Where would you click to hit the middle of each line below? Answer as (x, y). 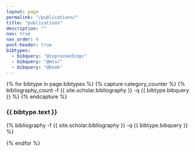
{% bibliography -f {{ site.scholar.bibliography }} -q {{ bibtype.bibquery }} (97, 125)
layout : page (22, 12)
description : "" (26, 28)
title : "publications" (34, 23)
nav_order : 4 (22, 39)
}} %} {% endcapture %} (37, 97)
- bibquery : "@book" (37, 67)
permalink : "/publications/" (42, 17)
